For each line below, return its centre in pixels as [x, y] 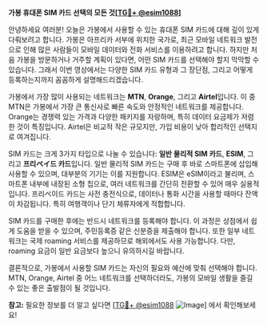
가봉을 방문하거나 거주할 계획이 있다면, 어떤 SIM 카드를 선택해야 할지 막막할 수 [138, 60]
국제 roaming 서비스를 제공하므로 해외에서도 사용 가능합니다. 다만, [132, 241]
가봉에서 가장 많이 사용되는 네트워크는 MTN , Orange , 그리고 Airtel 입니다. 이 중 [132, 97]
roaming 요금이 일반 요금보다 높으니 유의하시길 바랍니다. [97, 251]
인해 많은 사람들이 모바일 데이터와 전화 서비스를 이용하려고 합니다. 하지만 [136, 50]
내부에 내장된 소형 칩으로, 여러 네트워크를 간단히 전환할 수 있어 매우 [133, 184]
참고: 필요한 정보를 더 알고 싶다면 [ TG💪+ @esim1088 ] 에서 [115, 305]
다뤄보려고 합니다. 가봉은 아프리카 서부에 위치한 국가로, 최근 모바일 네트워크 [126, 40]
